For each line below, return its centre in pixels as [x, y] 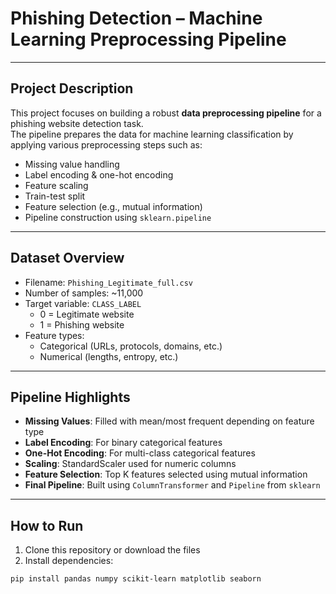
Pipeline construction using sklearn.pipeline [118, 217]
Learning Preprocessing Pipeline [148, 39]
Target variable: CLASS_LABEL [83, 303]
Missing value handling [72, 164]
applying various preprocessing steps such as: [106, 144]
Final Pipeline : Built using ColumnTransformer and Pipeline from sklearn [172, 485]
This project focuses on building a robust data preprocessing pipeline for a [166, 113]
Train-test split [55, 196]
